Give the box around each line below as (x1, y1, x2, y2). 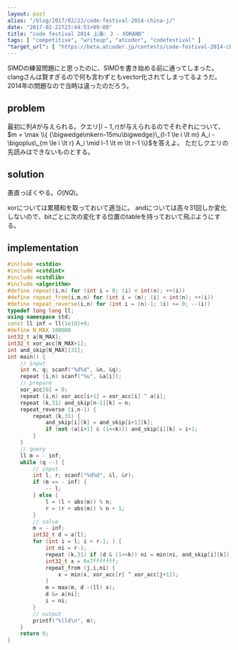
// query (20, 445, 46, 453)
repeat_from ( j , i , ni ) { (45, 564, 115, 571)
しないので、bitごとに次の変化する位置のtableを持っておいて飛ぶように (7, 212, 215, 221)
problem (7, 102, 45, 114)
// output (33, 610, 62, 617)
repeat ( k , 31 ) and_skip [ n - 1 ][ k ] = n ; (20, 399, 132, 407)
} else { (33, 492, 59, 499)
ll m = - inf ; (20, 452, 62, 459)
